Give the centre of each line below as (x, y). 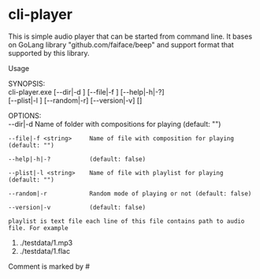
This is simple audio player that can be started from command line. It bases (130, 36)
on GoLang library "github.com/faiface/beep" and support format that (121, 44)
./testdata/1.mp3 (46, 243)
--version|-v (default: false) (77, 207)
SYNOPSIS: (27, 84)
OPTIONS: (25, 115)
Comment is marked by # (49, 266)
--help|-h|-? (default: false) (77, 159)
